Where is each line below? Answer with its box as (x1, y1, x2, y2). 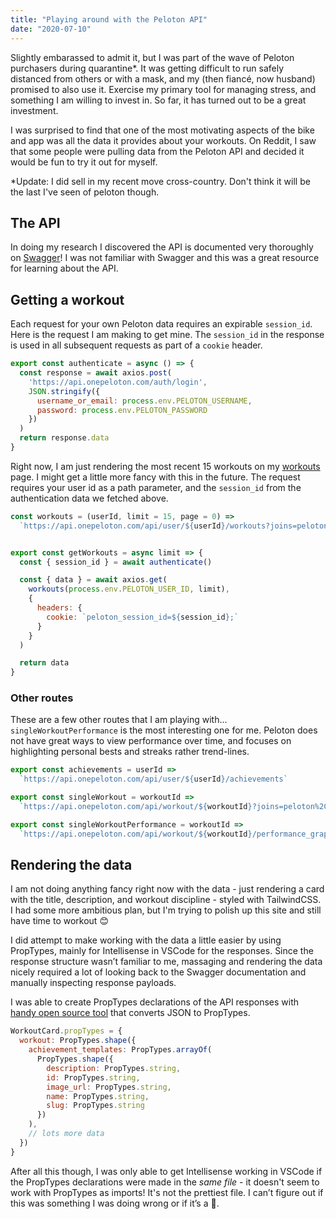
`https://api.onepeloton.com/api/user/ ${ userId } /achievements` (19, 774, 288, 785)
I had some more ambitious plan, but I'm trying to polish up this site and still (10, 904, 322, 916)
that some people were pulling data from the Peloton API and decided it (10, 145, 305, 157)
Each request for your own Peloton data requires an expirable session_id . (10, 318, 313, 330)
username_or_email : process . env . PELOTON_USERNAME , (36, 396, 253, 406)
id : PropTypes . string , (46, 1072, 141, 1083)
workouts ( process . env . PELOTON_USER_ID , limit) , (28, 584, 230, 595)
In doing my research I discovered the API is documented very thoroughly (10, 241, 314, 253)
